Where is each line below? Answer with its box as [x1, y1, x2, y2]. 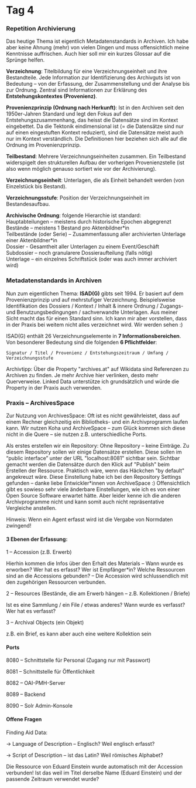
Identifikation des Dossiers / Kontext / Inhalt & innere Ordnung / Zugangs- [6, 302, 184, 309]
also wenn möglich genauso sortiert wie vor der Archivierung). [6, 165, 157, 173]
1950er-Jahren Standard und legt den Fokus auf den [6, 110, 132, 117]
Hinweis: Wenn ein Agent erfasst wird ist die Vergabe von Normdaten [6, 516, 173, 523]
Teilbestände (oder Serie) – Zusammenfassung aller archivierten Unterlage [6, 231, 186, 238]
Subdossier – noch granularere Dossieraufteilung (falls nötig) [6, 249, 153, 256]
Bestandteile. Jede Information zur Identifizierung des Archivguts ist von [6, 74, 181, 81]
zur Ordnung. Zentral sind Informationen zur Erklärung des [6, 86, 147, 94]
